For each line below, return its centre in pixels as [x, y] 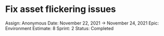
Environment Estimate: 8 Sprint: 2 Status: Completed [59, 28]
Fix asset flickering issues [61, 9]
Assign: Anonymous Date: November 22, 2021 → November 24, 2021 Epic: [82, 23]
